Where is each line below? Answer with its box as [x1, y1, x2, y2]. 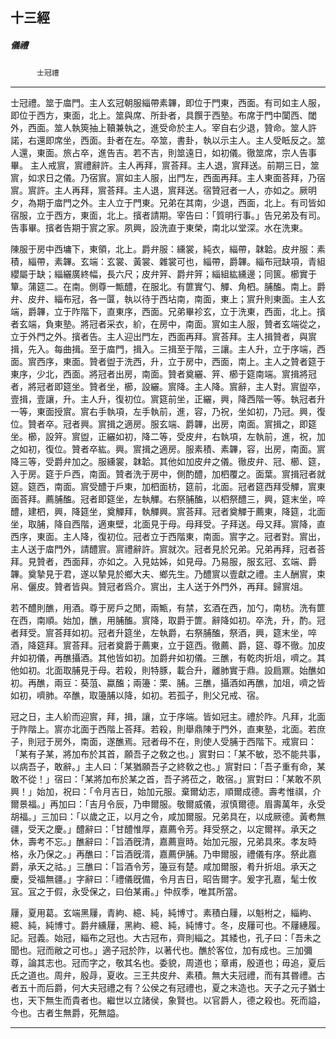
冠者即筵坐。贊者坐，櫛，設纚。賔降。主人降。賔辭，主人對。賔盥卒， [36, 381, 326, 393]
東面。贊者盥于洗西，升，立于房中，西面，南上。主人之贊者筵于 [62, 356, 326, 368]
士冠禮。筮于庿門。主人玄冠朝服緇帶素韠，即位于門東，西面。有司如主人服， [10, 97, 326, 109]
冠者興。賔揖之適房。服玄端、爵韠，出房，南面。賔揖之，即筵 [62, 418, 317, 430]
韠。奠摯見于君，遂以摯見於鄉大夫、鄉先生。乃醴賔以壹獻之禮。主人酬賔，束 [10, 568, 326, 580]
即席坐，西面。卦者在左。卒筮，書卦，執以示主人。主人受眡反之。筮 [44, 134, 326, 147]
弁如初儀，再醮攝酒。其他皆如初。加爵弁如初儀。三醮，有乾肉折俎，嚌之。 [10, 652, 317, 664]
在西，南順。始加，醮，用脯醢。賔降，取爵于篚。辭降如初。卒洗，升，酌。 [10, 614, 317, 627]
